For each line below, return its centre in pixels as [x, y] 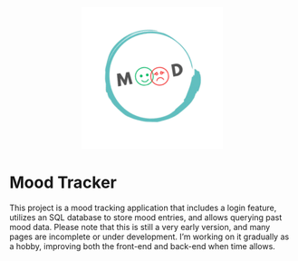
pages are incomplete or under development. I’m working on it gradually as [149, 237]
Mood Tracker [63, 183]
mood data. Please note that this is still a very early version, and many [140, 227]
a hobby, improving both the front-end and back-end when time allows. [143, 246]
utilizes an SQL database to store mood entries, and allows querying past [146, 217]
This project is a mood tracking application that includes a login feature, [143, 208]
